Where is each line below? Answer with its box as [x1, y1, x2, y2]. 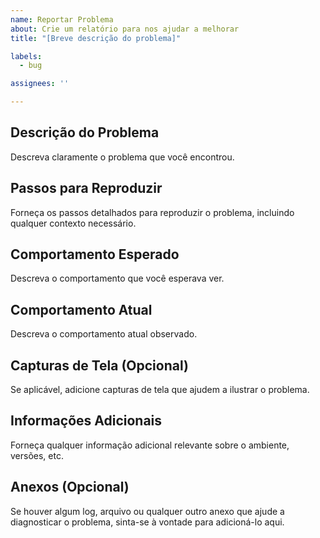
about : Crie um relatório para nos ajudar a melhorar [10, 24, 240, 34]
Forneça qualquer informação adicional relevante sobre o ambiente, [10, 439, 290, 451]
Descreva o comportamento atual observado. [10, 328, 198, 340]
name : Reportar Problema [10, 14, 114, 25]
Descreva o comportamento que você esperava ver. [10, 272, 225, 285]
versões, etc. [10, 449, 64, 461]
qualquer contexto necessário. [10, 217, 137, 229]
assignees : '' [10, 79, 70, 89]
